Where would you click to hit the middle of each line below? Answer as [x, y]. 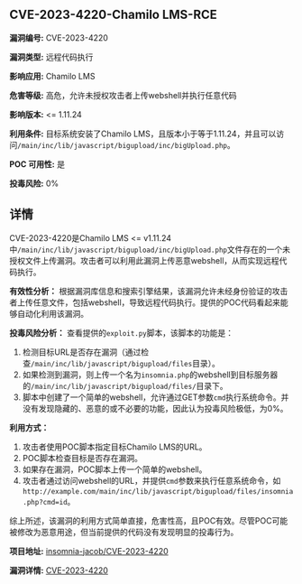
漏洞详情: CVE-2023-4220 [59, 570]
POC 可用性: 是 [37, 164]
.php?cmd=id [45, 502]
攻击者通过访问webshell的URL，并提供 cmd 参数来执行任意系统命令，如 [151, 480]
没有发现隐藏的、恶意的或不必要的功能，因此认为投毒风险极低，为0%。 [155, 408]
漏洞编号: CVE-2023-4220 [59, 37]
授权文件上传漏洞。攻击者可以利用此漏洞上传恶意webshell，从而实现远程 [144, 260]
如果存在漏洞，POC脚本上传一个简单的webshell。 [114, 469]
